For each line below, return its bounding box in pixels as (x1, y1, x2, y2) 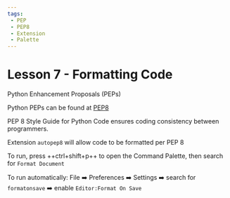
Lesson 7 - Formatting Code (7, 67, 173, 83)
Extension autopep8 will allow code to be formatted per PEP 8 (7, 138, 184, 147)
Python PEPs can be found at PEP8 (7, 103, 109, 112)
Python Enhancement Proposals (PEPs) (7, 90, 122, 98)
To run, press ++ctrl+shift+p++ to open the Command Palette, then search (7, 152, 224, 160)
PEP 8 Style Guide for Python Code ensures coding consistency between (7, 117, 219, 126)
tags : (7, 10, 23, 18)
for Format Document (7, 159, 65, 168)
